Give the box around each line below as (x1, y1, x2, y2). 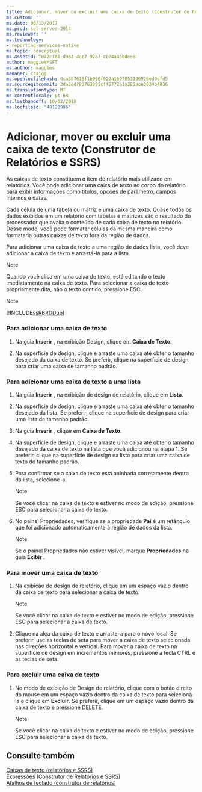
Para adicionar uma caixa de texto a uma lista (6, 377, 141, 386)
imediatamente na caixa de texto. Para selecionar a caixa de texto (6, 279, 170, 286)
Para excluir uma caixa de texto (6, 670, 100, 679)
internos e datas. (6, 194, 48, 202)
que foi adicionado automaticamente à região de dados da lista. (14, 524, 173, 531)
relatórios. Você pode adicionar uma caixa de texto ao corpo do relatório (6, 182, 186, 189)
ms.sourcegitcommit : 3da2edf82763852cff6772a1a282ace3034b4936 (6, 82, 168, 88)
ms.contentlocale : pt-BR (6, 93, 69, 99)
